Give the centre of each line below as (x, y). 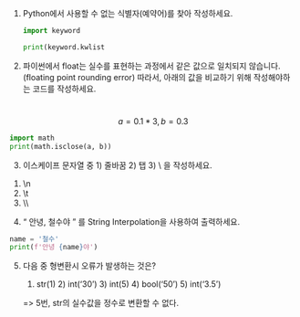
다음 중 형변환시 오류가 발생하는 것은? (89, 266)
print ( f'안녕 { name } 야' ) (54, 248)
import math (32, 138)
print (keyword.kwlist (63, 47)
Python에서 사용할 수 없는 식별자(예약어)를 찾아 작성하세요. (128, 13)
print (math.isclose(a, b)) (61, 146)
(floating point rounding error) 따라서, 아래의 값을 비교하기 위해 (137, 77)
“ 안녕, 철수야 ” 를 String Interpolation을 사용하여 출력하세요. (131, 221)
